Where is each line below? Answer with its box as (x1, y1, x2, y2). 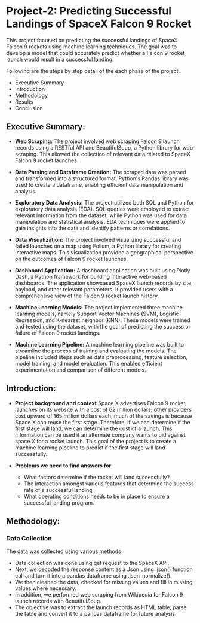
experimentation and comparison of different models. (14, 366, 146, 373)
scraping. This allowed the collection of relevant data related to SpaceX (14, 150, 191, 157)
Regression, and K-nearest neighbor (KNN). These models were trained (14, 316, 191, 324)
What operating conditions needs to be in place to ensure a (23, 493, 170, 500)
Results (14, 98, 33, 105)
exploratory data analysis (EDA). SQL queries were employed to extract (14, 205, 190, 212)
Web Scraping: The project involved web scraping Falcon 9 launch (14, 138, 180, 145)
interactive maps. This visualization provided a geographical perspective (14, 248, 193, 256)
